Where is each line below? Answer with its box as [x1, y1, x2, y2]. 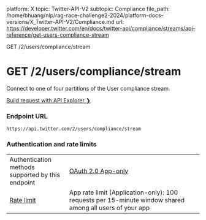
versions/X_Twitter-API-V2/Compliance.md [6, 18, 115, 25]
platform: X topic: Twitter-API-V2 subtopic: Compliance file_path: [6, 6, 170, 12]
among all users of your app [69, 203, 150, 212]
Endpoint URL [6, 112, 48, 120]
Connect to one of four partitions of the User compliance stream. [6, 85, 170, 92]
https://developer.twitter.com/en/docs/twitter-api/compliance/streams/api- [6, 25, 196, 32]
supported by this [9, 170, 60, 179]
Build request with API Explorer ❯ [6, 96, 91, 104]
